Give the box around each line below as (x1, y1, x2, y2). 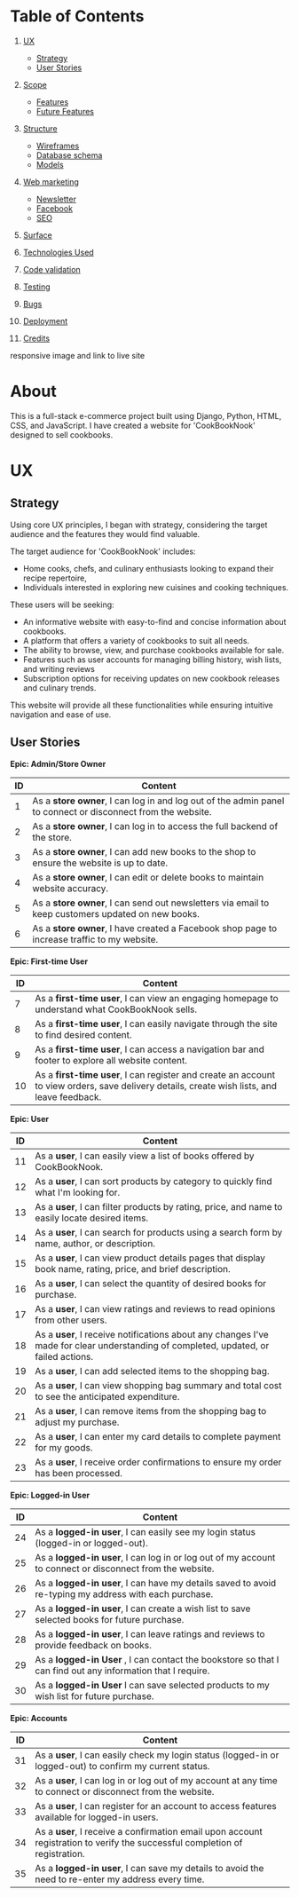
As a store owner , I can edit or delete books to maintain (32, 871, 264, 883)
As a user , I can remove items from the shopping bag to (35, 1404, 267, 1417)
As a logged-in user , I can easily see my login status (35, 1525, 256, 1537)
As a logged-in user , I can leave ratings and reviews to (35, 1627, 265, 1640)
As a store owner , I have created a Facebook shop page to (32, 921, 278, 934)
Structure (22, 123, 58, 134)
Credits (22, 333, 51, 344)
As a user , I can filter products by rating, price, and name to (35, 1200, 283, 1213)
